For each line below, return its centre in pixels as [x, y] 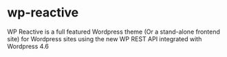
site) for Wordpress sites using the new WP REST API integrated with [105, 38]
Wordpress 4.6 [28, 46]
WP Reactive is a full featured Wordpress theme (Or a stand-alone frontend [113, 32]
